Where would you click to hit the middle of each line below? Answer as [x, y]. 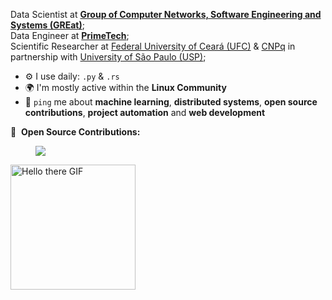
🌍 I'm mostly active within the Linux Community [125, 87]
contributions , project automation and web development [145, 112]
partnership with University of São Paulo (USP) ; [108, 57]
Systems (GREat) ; [47, 25]
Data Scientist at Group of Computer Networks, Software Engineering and [166, 14]
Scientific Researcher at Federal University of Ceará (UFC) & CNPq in [153, 46]
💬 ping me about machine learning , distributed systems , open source [171, 102]
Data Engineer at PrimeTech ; [70, 35]
